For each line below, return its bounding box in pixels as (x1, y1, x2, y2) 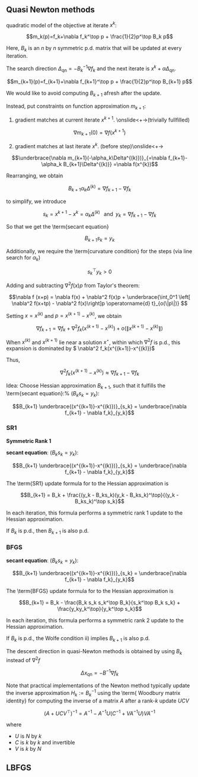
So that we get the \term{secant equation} (6, 223, 109, 230)
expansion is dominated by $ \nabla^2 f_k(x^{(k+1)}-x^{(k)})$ (6, 345, 155, 352)
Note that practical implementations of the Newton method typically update (6, 682, 190, 689)
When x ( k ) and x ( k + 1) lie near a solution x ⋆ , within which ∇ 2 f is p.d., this (6, 338, 181, 346)
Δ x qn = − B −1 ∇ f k (81, 668, 119, 678)
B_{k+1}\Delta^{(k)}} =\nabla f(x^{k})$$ (63, 161, 158, 168)
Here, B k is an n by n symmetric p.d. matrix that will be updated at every (6, 45, 182, 53)
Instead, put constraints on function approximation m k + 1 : (6, 102, 146, 111)
